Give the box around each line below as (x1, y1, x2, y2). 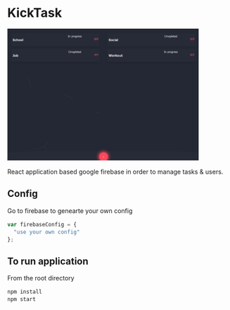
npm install (7, 288, 42, 296)
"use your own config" (13, 228, 80, 235)
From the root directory (7, 274, 75, 283)
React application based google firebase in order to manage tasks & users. (7, 167, 224, 176)
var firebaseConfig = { (7, 221, 77, 228)
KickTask (7, 5, 62, 21)
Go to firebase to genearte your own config (7, 206, 133, 215)
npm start (7, 296, 37, 303)
